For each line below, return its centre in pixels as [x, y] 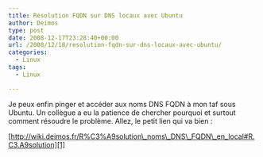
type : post [26, 30]
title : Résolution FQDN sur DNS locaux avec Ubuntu [95, 15]
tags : [17, 67]
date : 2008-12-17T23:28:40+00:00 [64, 38]
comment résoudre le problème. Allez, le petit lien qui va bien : [110, 121]
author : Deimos [33, 23]
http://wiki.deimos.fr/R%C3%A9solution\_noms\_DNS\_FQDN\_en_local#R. [133, 136]
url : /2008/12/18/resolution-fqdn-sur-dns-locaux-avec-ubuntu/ [115, 45]
